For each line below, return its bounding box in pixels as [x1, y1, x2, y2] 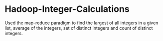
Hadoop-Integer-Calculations [4, 3, 130, 15]
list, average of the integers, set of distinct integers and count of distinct [4, 25, 153, 31]
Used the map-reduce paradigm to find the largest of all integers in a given [4, 20, 159, 26]
